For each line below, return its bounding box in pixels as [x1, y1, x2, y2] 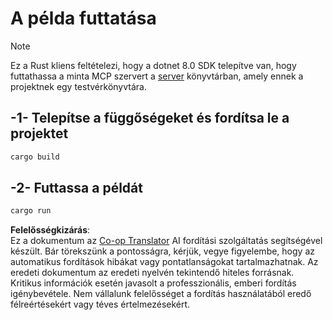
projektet [10, 125, 69, 142]
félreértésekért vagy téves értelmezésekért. [10, 298, 191, 311]
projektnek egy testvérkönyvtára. [10, 80, 147, 92]
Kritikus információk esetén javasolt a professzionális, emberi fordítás [10, 277, 297, 289]
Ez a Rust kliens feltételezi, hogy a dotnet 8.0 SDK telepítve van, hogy [10, 59, 297, 71]
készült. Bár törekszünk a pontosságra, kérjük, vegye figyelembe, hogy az [10, 245, 315, 257]
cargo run [10, 206, 52, 216]
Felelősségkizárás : [10, 224, 91, 236]
